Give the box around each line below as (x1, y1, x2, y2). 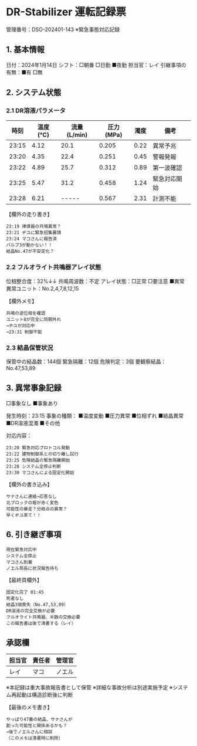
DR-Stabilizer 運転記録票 (6, 5, 127, 19)
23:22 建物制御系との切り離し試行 (6, 451, 79, 457)
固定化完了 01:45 (6, 589, 44, 595)
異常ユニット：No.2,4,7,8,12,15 (6, 285, 79, 292)
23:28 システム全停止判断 (6, 463, 62, 469)
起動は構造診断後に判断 (16, 691, 73, 698)
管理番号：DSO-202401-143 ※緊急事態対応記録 (6, 26, 120, 33)
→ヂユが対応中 (6, 323, 35, 328)
